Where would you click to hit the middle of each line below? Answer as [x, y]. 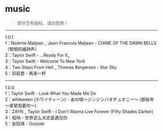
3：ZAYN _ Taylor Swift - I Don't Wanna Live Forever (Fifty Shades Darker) [79, 111]
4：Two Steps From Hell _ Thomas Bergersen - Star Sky [61, 67]
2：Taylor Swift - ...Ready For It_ [37, 55]
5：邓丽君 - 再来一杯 [25, 73]
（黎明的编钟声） [22, 49]
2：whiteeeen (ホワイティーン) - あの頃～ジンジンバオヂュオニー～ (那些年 [80, 99]
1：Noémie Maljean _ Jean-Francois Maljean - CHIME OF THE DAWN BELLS [81, 43]
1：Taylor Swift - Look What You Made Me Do [50, 93]
